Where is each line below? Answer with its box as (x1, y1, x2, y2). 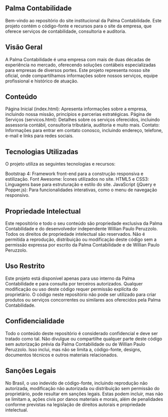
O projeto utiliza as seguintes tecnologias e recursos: (5, 161, 116, 167)
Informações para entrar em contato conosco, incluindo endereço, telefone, (5, 128, 163, 134)
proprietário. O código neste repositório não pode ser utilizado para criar (5, 291, 156, 298)
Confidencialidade (5, 317, 65, 325)
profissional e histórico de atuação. (5, 78, 79, 84)
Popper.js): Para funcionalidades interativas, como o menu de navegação (5, 187, 157, 193)
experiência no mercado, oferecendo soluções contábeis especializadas (5, 62, 156, 68)
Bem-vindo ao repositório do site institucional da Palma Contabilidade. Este (5, 17, 162, 23)
